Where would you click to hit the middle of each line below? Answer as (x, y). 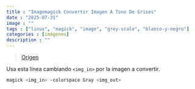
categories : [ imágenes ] (38, 35)
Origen (30, 57)
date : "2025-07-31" (33, 18)
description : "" (28, 40)
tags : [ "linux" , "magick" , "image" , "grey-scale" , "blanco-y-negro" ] (98, 29)
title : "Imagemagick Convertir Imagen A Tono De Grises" (81, 12)
